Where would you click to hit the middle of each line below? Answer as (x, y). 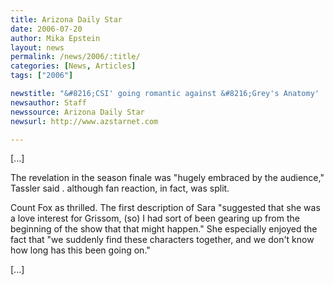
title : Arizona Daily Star (66, 19)
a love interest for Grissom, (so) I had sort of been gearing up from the (155, 218)
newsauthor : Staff (48, 102)
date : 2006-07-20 (46, 29)
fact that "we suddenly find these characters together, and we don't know (162, 240)
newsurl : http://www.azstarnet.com (84, 121)
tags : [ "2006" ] (42, 76)
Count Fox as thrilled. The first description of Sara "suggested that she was (165, 208)
